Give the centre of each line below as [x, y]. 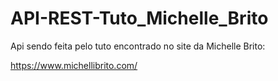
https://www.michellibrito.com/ [74, 65]
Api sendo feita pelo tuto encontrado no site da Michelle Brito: [138, 46]
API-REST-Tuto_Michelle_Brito [139, 18]
